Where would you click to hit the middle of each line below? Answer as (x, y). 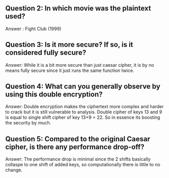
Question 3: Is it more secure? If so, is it (69, 45)
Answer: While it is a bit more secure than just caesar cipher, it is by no (80, 65)
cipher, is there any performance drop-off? (75, 147)
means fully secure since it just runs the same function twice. (70, 70)
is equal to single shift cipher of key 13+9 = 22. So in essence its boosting (83, 117)
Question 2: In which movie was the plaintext (78, 8)
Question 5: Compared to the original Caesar (78, 139)
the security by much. (28, 123)
